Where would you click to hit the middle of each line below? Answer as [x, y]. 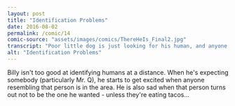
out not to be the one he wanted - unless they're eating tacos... [99, 94]
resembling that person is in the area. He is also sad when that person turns [117, 87]
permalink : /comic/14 [39, 33]
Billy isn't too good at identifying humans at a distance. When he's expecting [118, 72]
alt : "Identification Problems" [54, 53]
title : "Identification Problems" [58, 20]
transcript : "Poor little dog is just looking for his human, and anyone [117, 46]
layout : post [26, 14]
